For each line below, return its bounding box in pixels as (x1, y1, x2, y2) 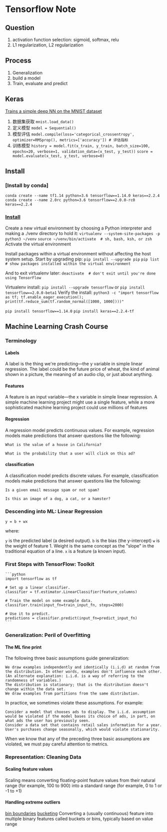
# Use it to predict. (5, 611, 50, 616)
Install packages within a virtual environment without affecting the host (5, 250, 151, 256)
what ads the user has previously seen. (5, 718, 91, 723)
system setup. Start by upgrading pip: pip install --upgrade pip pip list (5, 256, 159, 262)
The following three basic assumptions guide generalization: (5, 655, 129, 661)
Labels (5, 349, 19, 355)
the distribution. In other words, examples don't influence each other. (5, 669, 162, 674)
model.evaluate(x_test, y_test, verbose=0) (12, 153, 105, 158)
